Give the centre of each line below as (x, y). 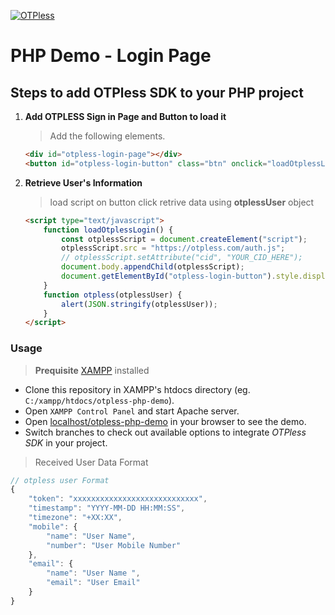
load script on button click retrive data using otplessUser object (182, 202)
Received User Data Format (91, 462)
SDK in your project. (66, 442)
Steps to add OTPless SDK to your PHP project (157, 92)
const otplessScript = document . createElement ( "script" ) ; (184, 239)
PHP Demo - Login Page (111, 56)
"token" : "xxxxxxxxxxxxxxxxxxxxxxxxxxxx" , (118, 499)
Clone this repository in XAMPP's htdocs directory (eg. (137, 389)
